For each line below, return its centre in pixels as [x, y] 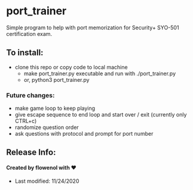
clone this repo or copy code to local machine [71, 67]
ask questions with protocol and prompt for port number [84, 134]
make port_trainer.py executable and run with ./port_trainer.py [100, 73]
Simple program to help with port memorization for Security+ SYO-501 [93, 27]
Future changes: [30, 95]
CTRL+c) [26, 121]
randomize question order [47, 127]
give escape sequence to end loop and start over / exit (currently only [101, 115]
